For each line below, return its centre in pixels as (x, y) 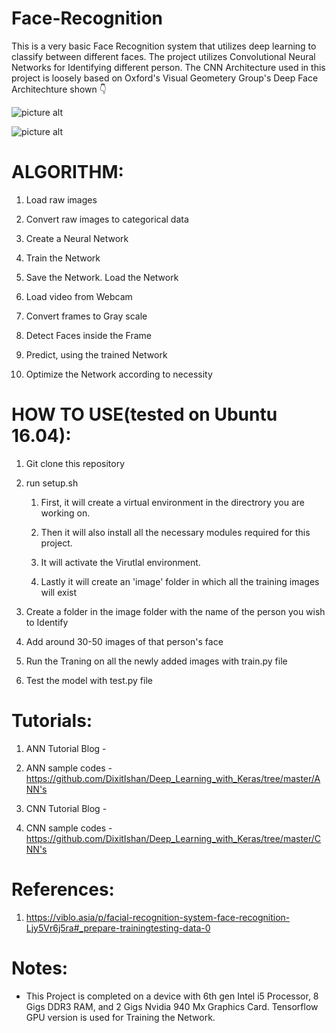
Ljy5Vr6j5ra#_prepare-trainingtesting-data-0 (118, 928)
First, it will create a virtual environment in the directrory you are (172, 502)
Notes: (40, 968)
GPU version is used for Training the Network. (120, 1017)
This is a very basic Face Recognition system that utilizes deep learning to (164, 46)
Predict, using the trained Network (96, 354)
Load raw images (61, 199)
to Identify (47, 622)
